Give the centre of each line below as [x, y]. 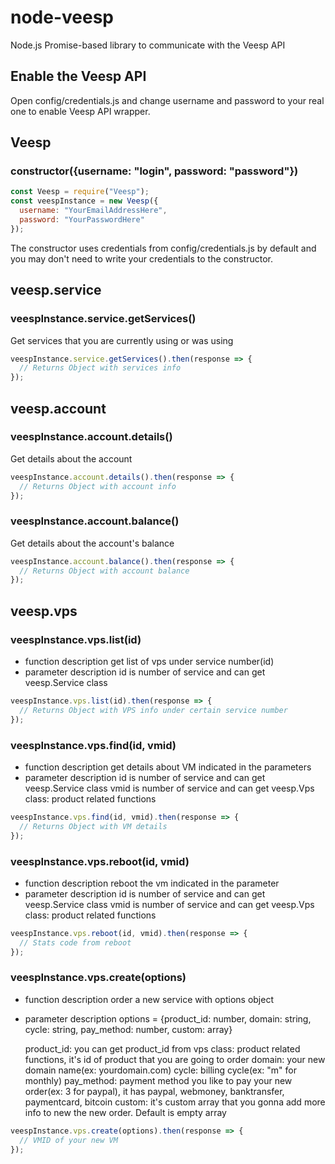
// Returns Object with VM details [93, 826]
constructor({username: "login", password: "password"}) [154, 171]
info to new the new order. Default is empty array [125, 1112]
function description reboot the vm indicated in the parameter [152, 883]
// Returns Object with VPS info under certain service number [153, 710]
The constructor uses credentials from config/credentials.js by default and [163, 248]
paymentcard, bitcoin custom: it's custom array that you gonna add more [175, 1102]
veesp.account [58, 408]
